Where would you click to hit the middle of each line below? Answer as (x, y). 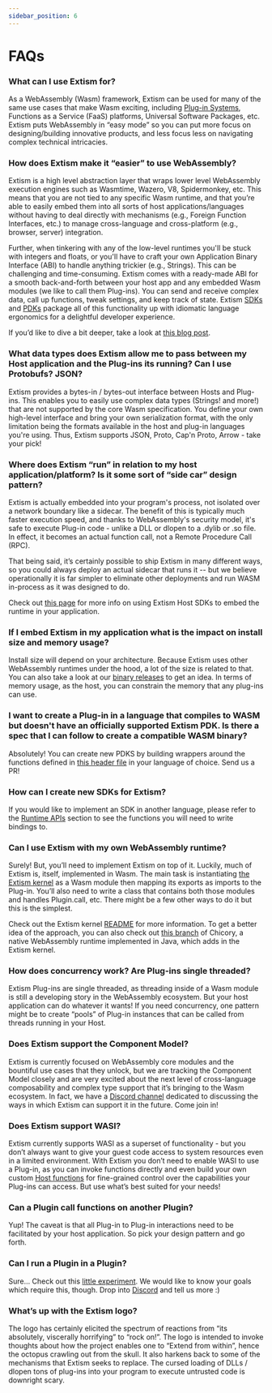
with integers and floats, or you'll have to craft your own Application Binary (133, 257)
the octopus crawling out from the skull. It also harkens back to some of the (134, 1354)
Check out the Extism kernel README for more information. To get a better (133, 924)
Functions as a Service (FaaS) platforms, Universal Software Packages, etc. (134, 116)
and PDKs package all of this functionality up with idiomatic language (124, 308)
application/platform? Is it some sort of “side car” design (123, 474)
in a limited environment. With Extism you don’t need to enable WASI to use (134, 1161)
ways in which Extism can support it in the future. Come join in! (113, 1104)
